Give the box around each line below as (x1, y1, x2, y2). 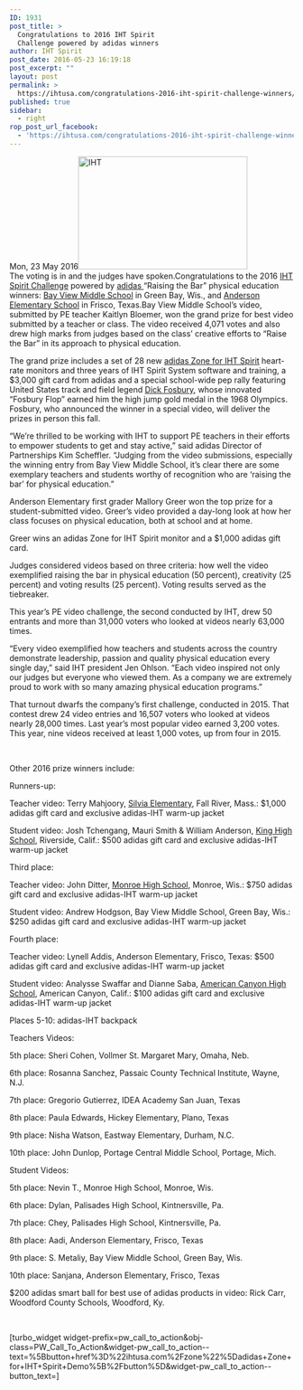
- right (17, 114, 47, 123)
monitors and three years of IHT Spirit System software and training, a (25, 364, 287, 375)
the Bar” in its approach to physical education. (9, 337, 182, 348)
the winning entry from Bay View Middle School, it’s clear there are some (9, 459, 280, 470)
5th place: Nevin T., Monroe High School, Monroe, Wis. (9, 1182, 214, 1193)
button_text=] (9, 1370, 60, 1381)
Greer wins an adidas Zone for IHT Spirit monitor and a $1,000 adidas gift (9, 533, 281, 544)
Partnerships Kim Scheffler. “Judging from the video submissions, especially (9, 449, 293, 460)
